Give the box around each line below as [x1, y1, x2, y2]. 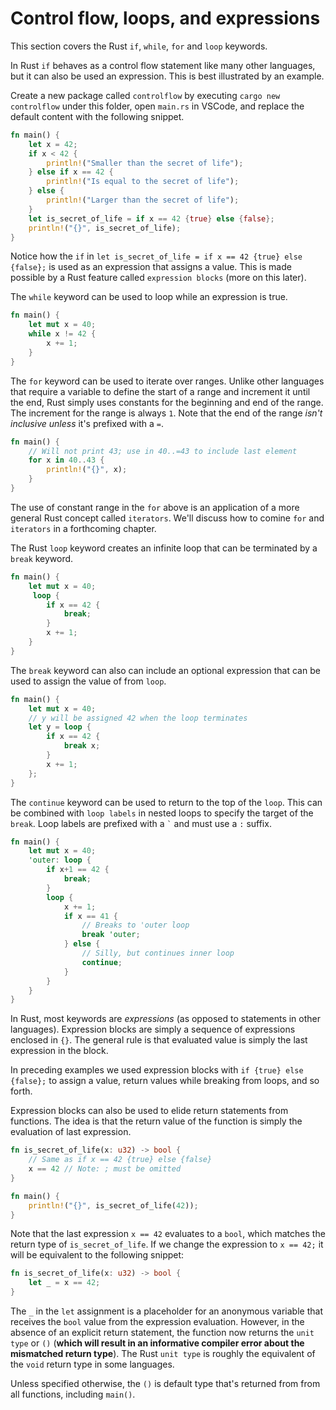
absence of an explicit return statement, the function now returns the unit [10, 1327, 315, 1339]
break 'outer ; [81, 930, 141, 940]
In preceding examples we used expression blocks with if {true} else [10, 1064, 304, 1076]
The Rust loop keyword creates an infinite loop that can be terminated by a [10, 542, 318, 554]
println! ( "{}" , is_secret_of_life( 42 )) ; [28, 1200, 199, 1211]
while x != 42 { [28, 329, 97, 339]
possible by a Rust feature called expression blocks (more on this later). [10, 272, 307, 284]
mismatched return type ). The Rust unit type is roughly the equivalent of [10, 1348, 316, 1360]
